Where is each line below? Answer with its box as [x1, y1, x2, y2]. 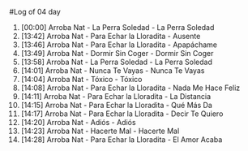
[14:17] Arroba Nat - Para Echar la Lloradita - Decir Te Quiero [20, 109, 224, 119]
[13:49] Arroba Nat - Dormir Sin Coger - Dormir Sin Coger [20, 49, 214, 58]
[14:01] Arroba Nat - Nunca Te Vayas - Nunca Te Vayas [20, 66, 205, 75]
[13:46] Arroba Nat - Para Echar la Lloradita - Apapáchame [20, 40, 218, 50]
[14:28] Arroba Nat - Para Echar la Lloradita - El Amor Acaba [20, 135, 223, 145]
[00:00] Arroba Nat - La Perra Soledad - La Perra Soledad [20, 23, 215, 32]
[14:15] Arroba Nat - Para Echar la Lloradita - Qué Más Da [20, 101, 213, 110]
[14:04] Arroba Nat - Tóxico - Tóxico [20, 75, 143, 84]
